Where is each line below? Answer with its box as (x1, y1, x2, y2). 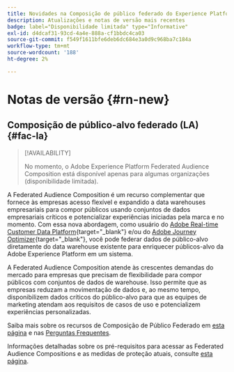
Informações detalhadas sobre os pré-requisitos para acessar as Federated (7, 342, 224, 350)
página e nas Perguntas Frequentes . (7, 328, 111, 336)
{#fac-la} (7, 130, 49, 142)
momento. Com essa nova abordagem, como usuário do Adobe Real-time (7, 220, 219, 228)
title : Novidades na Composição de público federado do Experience (7, 10, 208, 17)
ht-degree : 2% (7, 56, 49, 63)
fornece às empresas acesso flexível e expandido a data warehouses (7, 198, 206, 206)
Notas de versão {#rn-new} (7, 91, 170, 107)
